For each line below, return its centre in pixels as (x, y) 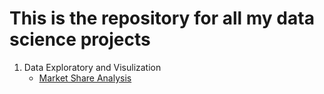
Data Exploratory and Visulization (92, 67)
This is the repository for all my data (162, 18)
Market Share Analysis (85, 78)
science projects (80, 39)
